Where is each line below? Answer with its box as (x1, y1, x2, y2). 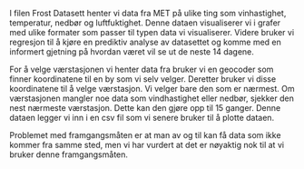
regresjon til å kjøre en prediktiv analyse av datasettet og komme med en (9, 36, 281, 47)
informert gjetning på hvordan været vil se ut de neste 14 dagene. (9, 46, 254, 57)
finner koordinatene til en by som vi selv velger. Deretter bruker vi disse (9, 74, 277, 84)
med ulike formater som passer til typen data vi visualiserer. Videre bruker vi (9, 27, 295, 37)
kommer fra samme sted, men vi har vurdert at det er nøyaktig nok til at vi (9, 140, 284, 150)
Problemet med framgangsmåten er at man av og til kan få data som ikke (9, 130, 281, 140)
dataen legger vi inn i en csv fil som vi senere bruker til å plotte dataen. (9, 113, 275, 123)
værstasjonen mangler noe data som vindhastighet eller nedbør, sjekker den (9, 93, 295, 104)
